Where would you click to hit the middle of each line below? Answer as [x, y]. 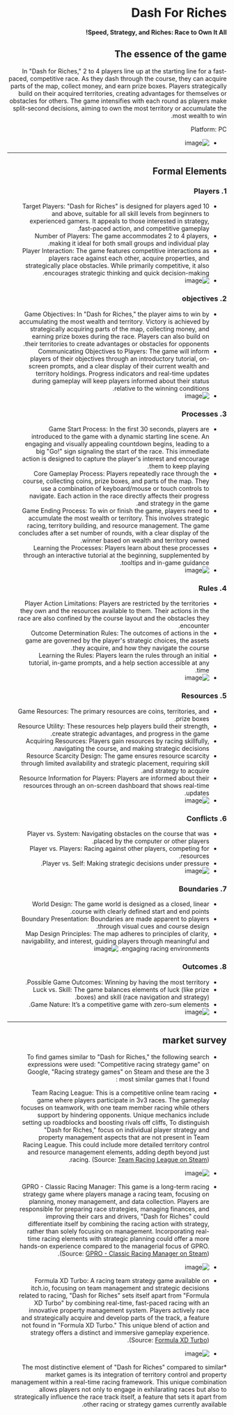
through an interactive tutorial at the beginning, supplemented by [116, 555]
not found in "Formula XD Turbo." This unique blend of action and [115, 1326]
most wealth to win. [198, 115]
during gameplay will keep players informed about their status [120, 381]
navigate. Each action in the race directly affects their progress [119, 496]
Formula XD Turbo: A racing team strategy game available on [122, 1281]
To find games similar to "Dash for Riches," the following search [118, 1057]
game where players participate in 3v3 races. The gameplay [123, 1100]
